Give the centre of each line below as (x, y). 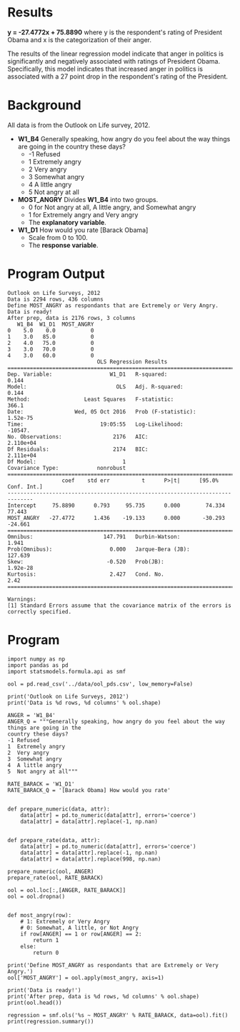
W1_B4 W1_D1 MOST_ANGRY (55, 324)
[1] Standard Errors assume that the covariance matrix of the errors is (120, 605)
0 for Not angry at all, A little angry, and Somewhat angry (112, 207)
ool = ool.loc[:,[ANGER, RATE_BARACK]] (67, 890)
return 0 (46, 953)
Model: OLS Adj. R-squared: (95, 386)
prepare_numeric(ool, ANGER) (51, 871)
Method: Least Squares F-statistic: (91, 399)
